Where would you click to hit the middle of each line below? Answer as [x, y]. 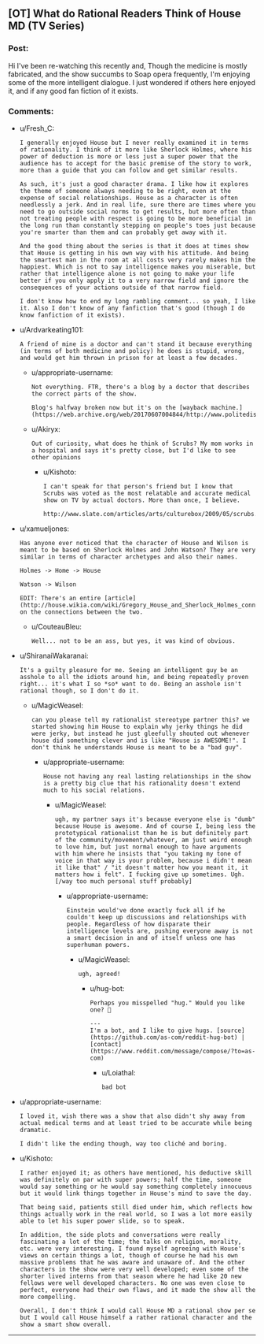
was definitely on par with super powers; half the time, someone [130, 1179]
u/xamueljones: [44, 529]
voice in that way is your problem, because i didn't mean [154, 860]
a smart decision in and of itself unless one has [151, 937]
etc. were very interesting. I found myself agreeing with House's [132, 1249]
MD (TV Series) [46, 26]
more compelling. [48, 1297]
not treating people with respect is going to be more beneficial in [136, 218]
